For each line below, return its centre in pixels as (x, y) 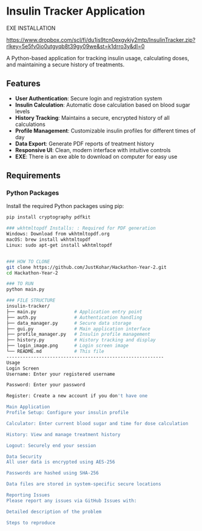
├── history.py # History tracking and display (81, 340)
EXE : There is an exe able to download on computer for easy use (96, 156)
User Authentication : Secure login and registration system (89, 98)
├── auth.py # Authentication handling (74, 318)
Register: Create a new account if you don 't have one (77, 396)
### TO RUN (20, 284)
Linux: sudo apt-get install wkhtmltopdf (59, 245)
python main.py (25, 290)
